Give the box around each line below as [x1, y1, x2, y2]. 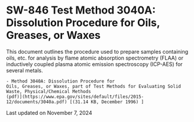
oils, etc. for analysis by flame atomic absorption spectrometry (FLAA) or [6, 54, 183, 61]
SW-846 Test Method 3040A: [6, 4, 156, 17]
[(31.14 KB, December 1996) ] [69, 98, 144, 105]
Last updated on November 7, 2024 [6, 109, 93, 116]
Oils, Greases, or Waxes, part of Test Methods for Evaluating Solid [6, 83, 182, 89]
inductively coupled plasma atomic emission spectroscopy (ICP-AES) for [6, 60, 183, 68]
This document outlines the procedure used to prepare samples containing [6, 48, 189, 55]
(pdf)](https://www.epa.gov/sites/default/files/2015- [6, 94, 144, 100]
